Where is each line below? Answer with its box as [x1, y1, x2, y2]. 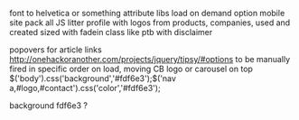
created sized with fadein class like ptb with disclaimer [9, 27, 213, 37]
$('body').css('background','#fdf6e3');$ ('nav [9, 73, 176, 84]
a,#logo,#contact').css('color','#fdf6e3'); [9, 83, 161, 93]
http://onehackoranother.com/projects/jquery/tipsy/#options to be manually [9, 54, 291, 64]
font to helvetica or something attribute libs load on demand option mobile [9, 8, 285, 18]
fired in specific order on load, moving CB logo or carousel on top [9, 63, 253, 74]
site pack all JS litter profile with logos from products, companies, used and [9, 17, 291, 28]
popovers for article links [9, 44, 102, 55]
